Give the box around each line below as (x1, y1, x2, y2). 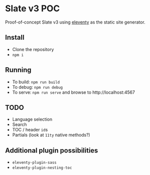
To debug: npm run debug (12, 84, 63, 90)
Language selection (12, 116, 53, 123)
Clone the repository (12, 46, 54, 52)
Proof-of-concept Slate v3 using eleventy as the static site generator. (5, 19, 146, 25)
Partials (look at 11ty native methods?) (12, 132, 90, 138)
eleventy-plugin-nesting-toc (12, 165, 72, 171)
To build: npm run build (12, 79, 60, 85)
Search (12, 122, 27, 127)
